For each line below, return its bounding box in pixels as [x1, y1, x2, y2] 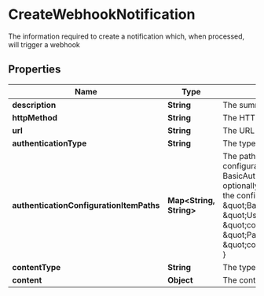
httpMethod [12, 112, 57, 123]
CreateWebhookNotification [8, 6, 196, 24]
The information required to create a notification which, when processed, [8, 31, 245, 41]
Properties [8, 63, 61, 76]
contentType [12, 261, 61, 272]
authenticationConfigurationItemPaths [12, 199, 160, 210]
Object [167, 274, 194, 285]
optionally [222, 179, 259, 191]
